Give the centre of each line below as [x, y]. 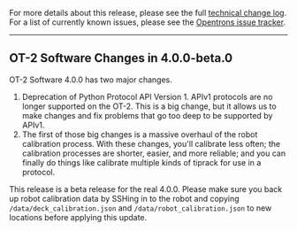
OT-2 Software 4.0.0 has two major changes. [91, 80]
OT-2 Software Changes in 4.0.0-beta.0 [121, 58]
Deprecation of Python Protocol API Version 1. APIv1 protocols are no [147, 96]
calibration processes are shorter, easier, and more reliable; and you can [153, 153]
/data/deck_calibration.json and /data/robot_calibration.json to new [141, 208]
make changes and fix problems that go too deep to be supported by [147, 115]
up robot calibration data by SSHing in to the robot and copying [125, 198]
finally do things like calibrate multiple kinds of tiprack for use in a [141, 162]
